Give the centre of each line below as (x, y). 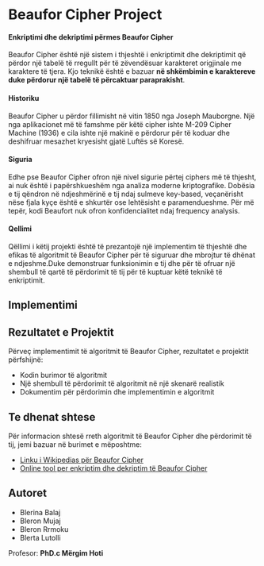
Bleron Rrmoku (44, 529)
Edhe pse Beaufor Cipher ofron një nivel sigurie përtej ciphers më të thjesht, (132, 177)
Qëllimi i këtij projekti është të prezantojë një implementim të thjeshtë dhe (128, 246)
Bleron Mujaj (40, 521)
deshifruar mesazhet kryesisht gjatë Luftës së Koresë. (96, 141)
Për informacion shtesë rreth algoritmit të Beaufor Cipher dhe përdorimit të (130, 436)
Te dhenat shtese (52, 417)
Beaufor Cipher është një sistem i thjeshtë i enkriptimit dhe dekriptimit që (127, 55)
